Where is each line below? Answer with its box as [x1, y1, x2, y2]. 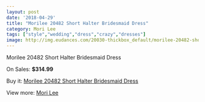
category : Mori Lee [6, 25, 56, 32]
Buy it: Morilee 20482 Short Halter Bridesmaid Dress [6, 77, 138, 84]
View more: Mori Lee [6, 89, 59, 96]
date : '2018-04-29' [6, 15, 56, 21]
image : [6, 37, 23, 43]
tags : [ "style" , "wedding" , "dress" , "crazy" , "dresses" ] [6, 32, 146, 38]
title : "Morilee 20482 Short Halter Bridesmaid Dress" [6, 20, 149, 26]
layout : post [6, 8, 40, 15]
